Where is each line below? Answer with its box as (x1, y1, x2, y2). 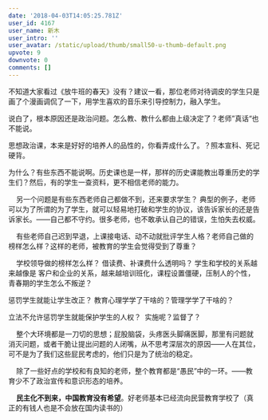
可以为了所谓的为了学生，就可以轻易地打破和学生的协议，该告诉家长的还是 (8, 204, 253, 214)
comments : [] (8, 64, 52, 72)
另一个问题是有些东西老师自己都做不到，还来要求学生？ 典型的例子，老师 (15, 194, 256, 204)
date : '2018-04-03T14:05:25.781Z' (8, 11, 124, 20)
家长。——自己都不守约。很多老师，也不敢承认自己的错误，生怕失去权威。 (14, 214, 260, 224)
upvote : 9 (8, 49, 41, 57)
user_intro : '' (8, 34, 59, 42)
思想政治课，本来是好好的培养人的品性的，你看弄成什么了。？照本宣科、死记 (8, 141, 260, 150)
